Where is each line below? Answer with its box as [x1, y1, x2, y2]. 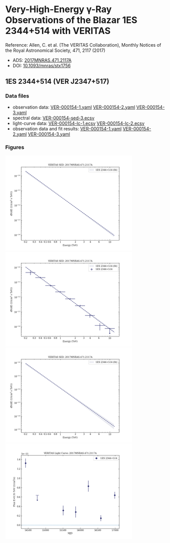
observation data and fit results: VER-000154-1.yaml [12, 125, 122, 131]
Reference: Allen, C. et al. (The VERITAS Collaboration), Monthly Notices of [5, 42, 161, 48]
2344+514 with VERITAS [5, 25, 111, 37]
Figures [5, 144, 24, 151]
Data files [5, 92, 29, 99]
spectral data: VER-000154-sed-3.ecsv [12, 115, 95, 121]
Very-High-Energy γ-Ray [5, 4, 112, 15]
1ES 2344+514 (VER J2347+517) [5, 77, 110, 86]
